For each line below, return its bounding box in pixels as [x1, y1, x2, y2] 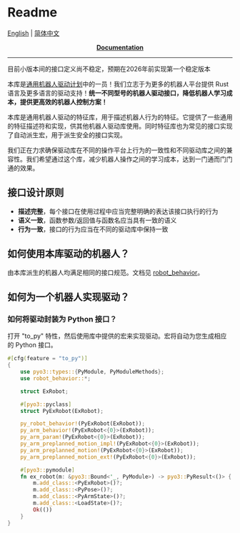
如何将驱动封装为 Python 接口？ [7, 314, 117, 324]
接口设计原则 [7, 186, 64, 199]
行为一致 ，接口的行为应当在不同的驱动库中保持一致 [17, 224, 169, 233]
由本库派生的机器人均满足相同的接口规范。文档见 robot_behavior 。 [7, 268, 204, 277]
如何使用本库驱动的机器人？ [7, 248, 130, 260]
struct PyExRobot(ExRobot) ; [20, 407, 104, 414]
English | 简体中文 [7, 29, 60, 37]
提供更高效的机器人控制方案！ [19, 97, 108, 106]
